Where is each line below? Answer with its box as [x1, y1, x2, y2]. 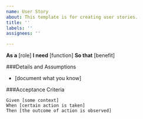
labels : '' [6, 25, 33, 31]
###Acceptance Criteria [6, 86, 65, 93]
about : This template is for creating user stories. [6, 14, 138, 20]
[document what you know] [14, 75, 82, 82]
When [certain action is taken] [6, 103, 85, 109]
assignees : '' [6, 31, 41, 37]
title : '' [6, 19, 31, 25]
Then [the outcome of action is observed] [6, 108, 112, 114]
